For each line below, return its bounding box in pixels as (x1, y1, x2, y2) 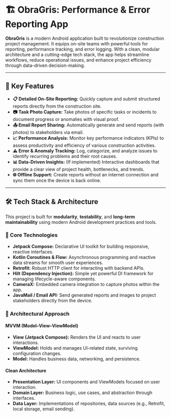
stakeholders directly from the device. (12, 297, 93, 303)
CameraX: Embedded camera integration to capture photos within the (12, 281, 160, 287)
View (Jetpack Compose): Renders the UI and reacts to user (12, 334, 141, 340)
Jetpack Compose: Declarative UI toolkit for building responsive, (12, 243, 149, 249)
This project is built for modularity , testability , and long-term (5, 214, 135, 220)
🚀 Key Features (5, 82, 54, 91)
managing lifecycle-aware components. (12, 276, 96, 282)
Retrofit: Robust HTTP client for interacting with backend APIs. (12, 265, 145, 271)
